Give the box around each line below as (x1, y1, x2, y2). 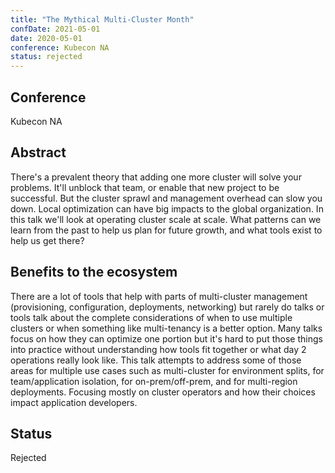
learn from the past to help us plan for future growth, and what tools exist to (10, 224, 323, 236)
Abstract (10, 144, 67, 161)
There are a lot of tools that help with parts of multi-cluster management (10, 290, 308, 302)
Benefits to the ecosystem (10, 264, 178, 281)
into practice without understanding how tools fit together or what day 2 (10, 343, 307, 355)
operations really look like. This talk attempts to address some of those (10, 354, 302, 366)
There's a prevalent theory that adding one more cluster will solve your (10, 171, 302, 183)
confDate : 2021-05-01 (10, 24, 101, 34)
